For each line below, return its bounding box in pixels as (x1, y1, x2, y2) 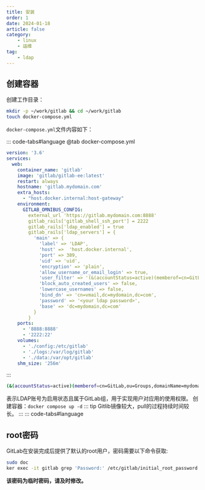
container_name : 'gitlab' (17, 166, 84, 173)
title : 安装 (6, 9, 35, 15)
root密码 (6, 429, 38, 440)
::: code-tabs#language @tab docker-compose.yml (6, 138, 135, 146)
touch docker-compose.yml (6, 114, 72, 120)
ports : (17, 321, 34, 327)
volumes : (17, 338, 40, 344)
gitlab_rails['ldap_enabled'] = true (28, 224, 124, 230)
